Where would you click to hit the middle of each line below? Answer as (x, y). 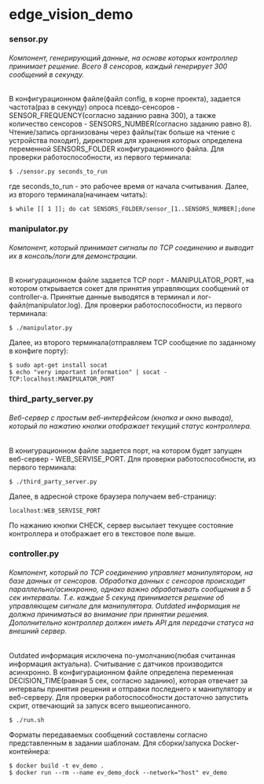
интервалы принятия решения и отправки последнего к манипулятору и (130, 689)
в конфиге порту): (39, 351)
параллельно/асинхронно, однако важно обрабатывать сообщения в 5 (130, 589)
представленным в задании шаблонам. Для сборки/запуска (110, 743)
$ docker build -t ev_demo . (57, 766)
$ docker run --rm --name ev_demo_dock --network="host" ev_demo (118, 772)
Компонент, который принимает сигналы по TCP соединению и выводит (132, 247)
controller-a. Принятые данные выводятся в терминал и (102, 297)
